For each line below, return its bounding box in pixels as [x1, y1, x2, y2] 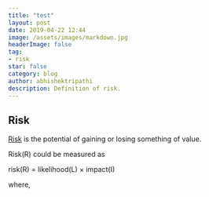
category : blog [8, 70, 58, 78]
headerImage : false [8, 41, 72, 49]
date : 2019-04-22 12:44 [8, 26, 86, 34]
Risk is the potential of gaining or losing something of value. [8, 134, 202, 144]
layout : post [8, 19, 51, 27]
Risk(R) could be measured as [8, 150, 105, 159]
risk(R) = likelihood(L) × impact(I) [8, 165, 115, 174]
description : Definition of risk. [8, 84, 122, 93]
